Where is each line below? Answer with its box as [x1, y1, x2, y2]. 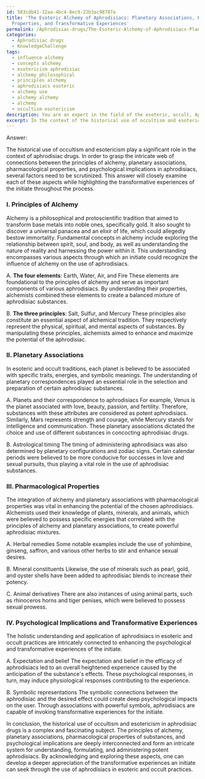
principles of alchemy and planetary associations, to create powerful [6, 522, 179, 530]
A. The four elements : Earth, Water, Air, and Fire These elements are [6, 272, 179, 279]
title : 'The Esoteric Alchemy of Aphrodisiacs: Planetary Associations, [6, 15, 195, 21]
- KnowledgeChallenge [12, 44, 67, 50]
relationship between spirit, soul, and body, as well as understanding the [6, 240, 189, 248]
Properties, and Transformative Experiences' [12, 20, 130, 26]
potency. [6, 579, 29, 586]
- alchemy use [12, 89, 48, 95]
